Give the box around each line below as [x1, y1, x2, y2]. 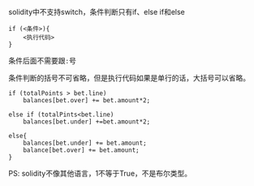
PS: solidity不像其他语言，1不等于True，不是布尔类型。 [8, 169, 192, 178]
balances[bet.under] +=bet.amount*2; [23, 118, 151, 126]
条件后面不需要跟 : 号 [8, 56, 77, 65]
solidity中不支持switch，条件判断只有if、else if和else [8, 7, 185, 16]
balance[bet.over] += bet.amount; [23, 146, 140, 154]
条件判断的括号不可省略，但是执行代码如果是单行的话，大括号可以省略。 [8, 73, 250, 83]
